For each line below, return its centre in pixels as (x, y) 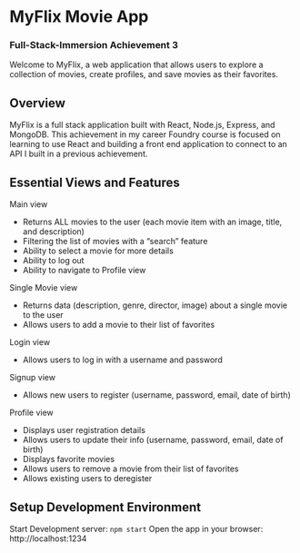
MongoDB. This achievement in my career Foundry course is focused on (145, 134)
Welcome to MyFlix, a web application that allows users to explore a (136, 64)
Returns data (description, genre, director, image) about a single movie (155, 305)
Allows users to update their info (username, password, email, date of (153, 440)
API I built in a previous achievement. (79, 154)
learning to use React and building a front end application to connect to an (149, 144)
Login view (30, 342)
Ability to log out (53, 261)
